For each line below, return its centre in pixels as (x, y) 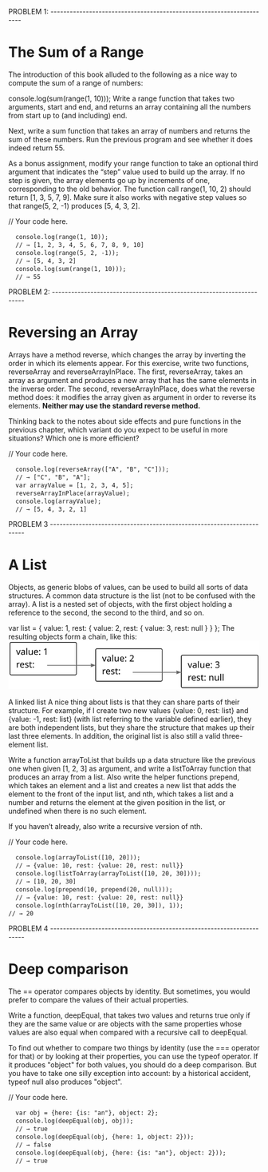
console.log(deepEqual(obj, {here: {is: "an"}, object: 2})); (121, 1153)
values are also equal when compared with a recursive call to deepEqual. (128, 1032)
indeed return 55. (37, 148)
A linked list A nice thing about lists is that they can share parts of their (124, 702)
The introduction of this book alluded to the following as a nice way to (123, 74)
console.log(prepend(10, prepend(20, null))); (94, 890)
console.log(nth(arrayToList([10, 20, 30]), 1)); (99, 906)
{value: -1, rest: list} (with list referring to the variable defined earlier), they (130, 720)
